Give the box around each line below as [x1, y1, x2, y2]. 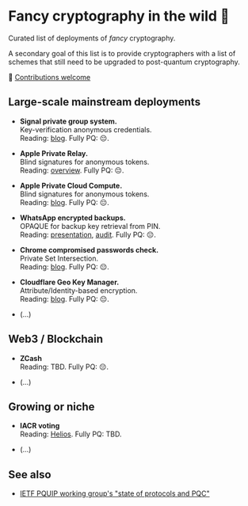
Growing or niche [8, 400, 95, 413]
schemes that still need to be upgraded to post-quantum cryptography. [8, 57, 240, 67]
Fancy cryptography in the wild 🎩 [8, 7, 230, 25]
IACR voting [19, 421, 60, 431]
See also [8, 467, 52, 481]
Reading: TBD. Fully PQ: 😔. [19, 362, 109, 371]
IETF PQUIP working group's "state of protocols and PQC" [19, 489, 210, 498]
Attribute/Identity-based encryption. [19, 285, 138, 295]
